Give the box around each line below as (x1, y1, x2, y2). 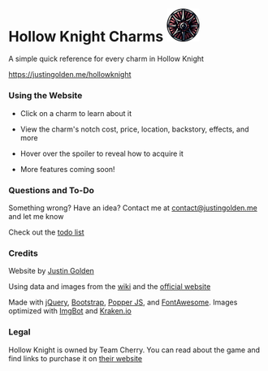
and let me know (8, 212, 64, 222)
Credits (8, 248, 38, 259)
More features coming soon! (19, 164, 115, 174)
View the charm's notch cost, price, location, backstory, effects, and (19, 124, 249, 134)
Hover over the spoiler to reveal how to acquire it (19, 149, 184, 158)
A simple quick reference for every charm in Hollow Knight (8, 54, 205, 64)
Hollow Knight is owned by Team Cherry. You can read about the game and (8, 345, 261, 355)
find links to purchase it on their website (8, 353, 143, 363)
